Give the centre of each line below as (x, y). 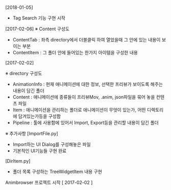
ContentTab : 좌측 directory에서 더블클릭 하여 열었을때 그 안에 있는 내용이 (87, 40)
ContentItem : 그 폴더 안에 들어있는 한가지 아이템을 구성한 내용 (75, 52)
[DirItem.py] (18, 161)
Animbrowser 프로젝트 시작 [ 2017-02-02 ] (49, 182)
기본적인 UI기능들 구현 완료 (40, 151)
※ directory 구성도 (24, 73)
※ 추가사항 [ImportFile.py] (32, 133)
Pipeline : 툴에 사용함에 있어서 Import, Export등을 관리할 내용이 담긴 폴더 (86, 123)
